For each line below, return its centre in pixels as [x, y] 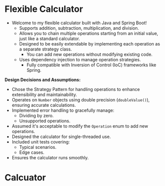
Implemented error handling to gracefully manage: [63, 110]
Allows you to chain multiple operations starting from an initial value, [89, 33]
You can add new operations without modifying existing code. [89, 54]
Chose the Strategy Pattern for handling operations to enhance [76, 89]
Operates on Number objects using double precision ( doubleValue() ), [81, 99]
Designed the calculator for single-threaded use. [61, 137]
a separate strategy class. [45, 49]
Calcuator [25, 178]
